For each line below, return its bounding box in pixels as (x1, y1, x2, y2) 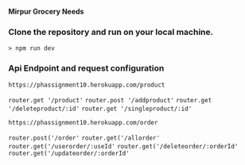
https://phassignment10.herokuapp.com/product (8, 81, 165, 89)
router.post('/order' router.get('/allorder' (8, 134, 161, 142)
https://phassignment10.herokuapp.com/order (8, 118, 158, 126)
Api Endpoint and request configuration (8, 63, 165, 74)
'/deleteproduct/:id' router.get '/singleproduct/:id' (8, 105, 192, 113)
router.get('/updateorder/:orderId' (8, 149, 130, 157)
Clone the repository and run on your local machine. (8, 26, 213, 37)
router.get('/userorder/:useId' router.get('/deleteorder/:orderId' (8, 142, 239, 150)
